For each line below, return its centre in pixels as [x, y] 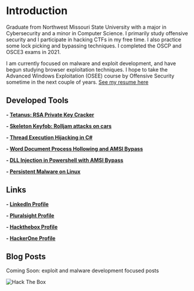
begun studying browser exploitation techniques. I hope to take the [87, 69]
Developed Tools [38, 101]
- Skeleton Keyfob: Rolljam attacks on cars [59, 126]
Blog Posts [26, 256]
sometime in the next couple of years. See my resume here [77, 82]
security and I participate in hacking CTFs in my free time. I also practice [94, 39]
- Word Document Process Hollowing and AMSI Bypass [75, 148]
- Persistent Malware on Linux [43, 171]
